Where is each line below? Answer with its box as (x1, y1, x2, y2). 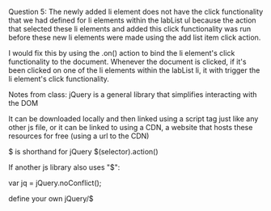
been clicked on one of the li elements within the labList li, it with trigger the (8, 65, 260, 75)
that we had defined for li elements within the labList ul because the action (8, 15, 256, 25)
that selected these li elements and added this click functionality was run (8, 24, 252, 33)
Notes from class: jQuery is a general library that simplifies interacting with (8, 90, 257, 99)
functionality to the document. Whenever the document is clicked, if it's (8, 57, 247, 66)
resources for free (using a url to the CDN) (8, 131, 150, 141)
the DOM (8, 99, 39, 108)
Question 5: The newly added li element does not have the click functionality (8, 7, 264, 16)
